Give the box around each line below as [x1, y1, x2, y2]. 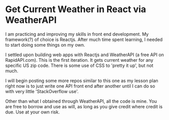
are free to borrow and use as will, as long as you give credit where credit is [5, 103, 163, 109]
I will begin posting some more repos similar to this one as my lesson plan [5, 77, 158, 84]
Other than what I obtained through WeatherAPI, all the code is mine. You [5, 98, 157, 104]
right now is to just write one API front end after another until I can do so [5, 83, 155, 89]
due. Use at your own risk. [5, 109, 60, 115]
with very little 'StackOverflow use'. [5, 88, 79, 94]
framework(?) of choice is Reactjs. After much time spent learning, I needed [5, 36, 163, 43]
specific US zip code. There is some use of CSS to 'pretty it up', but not [5, 62, 154, 68]
